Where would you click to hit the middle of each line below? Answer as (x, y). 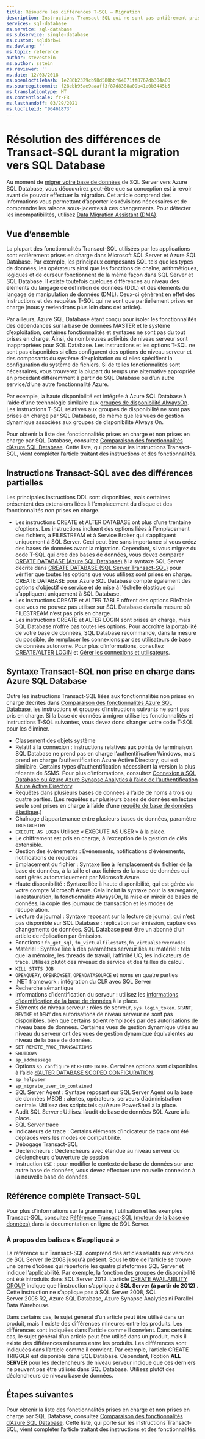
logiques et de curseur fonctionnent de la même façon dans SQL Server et (100, 275)
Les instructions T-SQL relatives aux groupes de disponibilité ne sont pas (98, 409)
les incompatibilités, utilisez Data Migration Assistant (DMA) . (82, 215)
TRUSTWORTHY (30, 826)
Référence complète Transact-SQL (74, 1196)
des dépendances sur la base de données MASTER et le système (88, 326)
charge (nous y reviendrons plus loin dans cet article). (74, 308)
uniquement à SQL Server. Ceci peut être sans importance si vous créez (106, 542)
